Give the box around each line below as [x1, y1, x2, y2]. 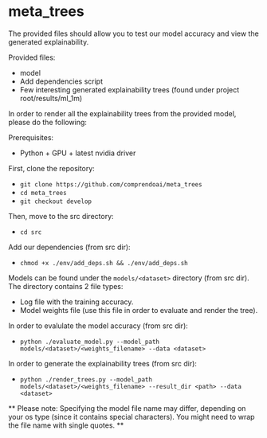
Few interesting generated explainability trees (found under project [19, 84, 240, 94]
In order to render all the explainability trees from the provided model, [8, 108, 237, 118]
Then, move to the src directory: [8, 211, 114, 221]
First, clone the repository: [8, 163, 96, 173]
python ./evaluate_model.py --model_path [19, 338, 159, 346]
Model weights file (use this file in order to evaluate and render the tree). [19, 305, 258, 315]
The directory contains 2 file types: [8, 281, 124, 291]
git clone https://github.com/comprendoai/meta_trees [19, 180, 202, 189]
